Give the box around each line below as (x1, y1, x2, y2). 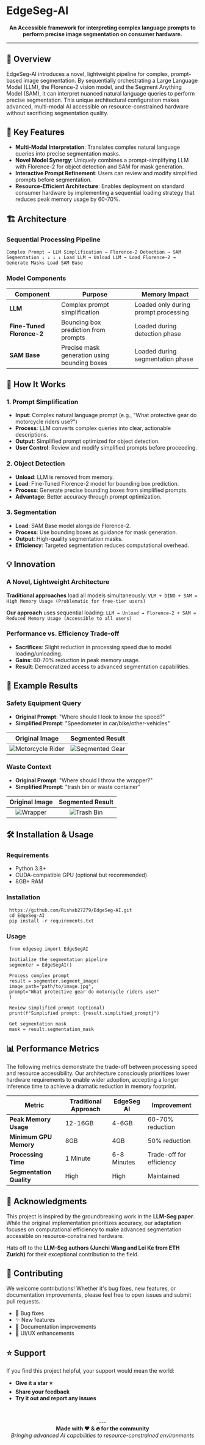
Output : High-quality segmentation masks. (15, 535, 123, 542)
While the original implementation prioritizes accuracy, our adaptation (6, 1219, 181, 1226)
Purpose (82, 290, 108, 298)
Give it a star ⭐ (15, 1379, 53, 1387)
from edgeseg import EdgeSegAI (9, 946, 88, 953)
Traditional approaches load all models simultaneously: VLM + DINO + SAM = (6, 592, 198, 599)
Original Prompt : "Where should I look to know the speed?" (15, 713, 165, 720)
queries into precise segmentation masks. (15, 149, 121, 157)
